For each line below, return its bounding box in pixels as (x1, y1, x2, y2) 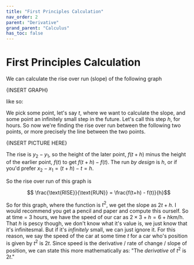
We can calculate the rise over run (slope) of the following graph (6, 75, 162, 82)
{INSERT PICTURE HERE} (6, 139, 68, 147)
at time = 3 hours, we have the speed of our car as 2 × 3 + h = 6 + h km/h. (6, 214, 184, 221)
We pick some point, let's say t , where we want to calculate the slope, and (6, 109, 186, 116)
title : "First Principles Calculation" (6, 8, 104, 15)
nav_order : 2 (6, 14, 38, 20)
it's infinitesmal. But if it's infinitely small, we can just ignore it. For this (6, 226, 176, 233)
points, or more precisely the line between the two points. (6, 128, 146, 135)
